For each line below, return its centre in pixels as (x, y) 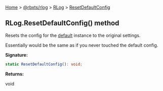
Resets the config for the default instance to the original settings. (73, 35)
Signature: (16, 55)
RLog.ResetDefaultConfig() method (62, 23)
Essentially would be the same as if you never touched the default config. (82, 45)
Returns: (15, 74)
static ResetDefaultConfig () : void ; (44, 64)
